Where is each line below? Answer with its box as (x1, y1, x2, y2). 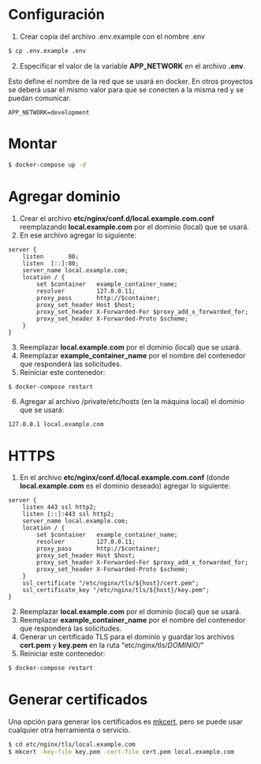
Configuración (8, 6, 105, 24)
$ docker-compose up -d (8, 160, 87, 169)
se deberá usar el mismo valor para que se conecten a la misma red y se (8, 84, 244, 94)
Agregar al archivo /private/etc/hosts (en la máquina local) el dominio (19, 397, 245, 406)
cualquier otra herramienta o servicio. (8, 725, 131, 735)
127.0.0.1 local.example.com (8, 421, 104, 429)
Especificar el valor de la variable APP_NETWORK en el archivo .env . (19, 61, 246, 70)
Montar (8, 135, 58, 152)
